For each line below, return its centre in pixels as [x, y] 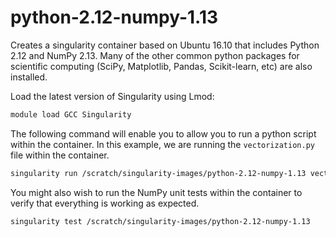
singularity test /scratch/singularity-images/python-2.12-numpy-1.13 [160, 221]
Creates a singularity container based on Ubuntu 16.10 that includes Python [165, 45]
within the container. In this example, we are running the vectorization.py [162, 144]
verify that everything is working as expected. [105, 203]
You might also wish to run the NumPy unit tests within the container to [156, 192]
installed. [29, 77]
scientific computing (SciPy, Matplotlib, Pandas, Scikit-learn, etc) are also [161, 66]
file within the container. [60, 155]
